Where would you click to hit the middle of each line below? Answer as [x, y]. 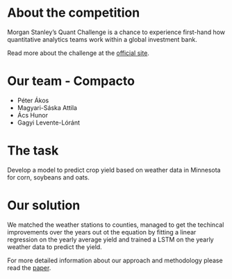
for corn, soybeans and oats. [49, 177]
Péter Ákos [33, 100]
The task [33, 151]
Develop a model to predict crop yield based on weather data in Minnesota [114, 170]
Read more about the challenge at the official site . [78, 53]
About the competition [74, 13]
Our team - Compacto [71, 81]
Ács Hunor [33, 115]
